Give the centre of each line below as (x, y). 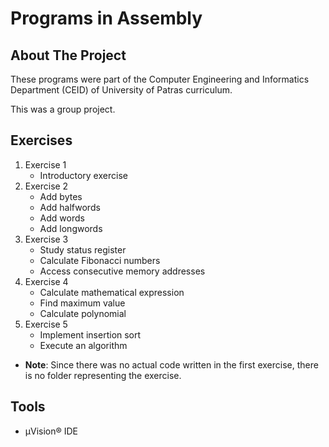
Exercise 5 (46, 324)
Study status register (83, 249)
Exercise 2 (46, 186)
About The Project (68, 55)
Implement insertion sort (90, 334)
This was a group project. (63, 109)
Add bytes (61, 196)
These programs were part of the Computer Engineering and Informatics (160, 79)
